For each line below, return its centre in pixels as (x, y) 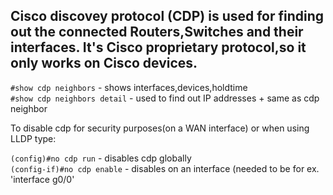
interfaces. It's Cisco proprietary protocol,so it (158, 47)
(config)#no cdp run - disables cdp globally (101, 158)
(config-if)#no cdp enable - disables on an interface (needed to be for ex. (165, 168)
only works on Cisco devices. (104, 63)
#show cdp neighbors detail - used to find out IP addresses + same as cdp (165, 98)
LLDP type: (33, 138)
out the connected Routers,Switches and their (157, 32)
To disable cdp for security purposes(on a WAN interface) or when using (160, 128)
